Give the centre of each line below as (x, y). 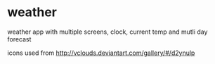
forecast (19, 39)
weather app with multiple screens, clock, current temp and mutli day (107, 32)
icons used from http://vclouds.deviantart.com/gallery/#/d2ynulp (101, 53)
